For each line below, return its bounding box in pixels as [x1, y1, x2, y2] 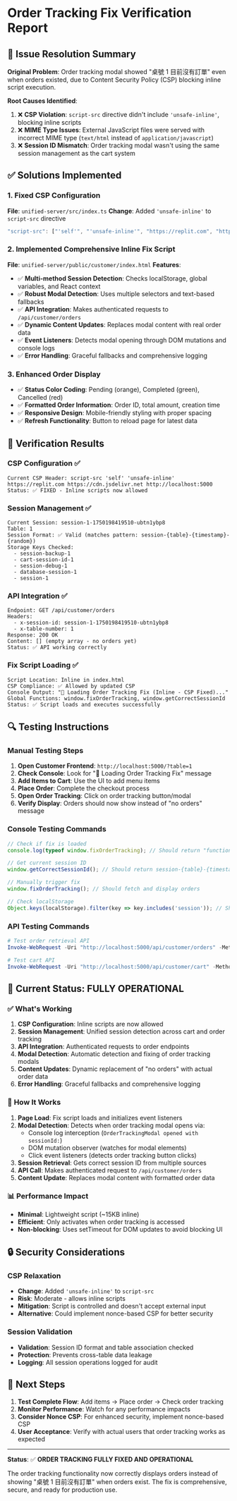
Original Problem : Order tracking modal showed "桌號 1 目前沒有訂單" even [7, 68, 226, 75]
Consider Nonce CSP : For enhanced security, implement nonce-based [17, 1412, 224, 1421]
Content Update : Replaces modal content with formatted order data [17, 1173, 215, 1182]
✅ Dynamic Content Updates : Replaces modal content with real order [17, 320, 221, 329]
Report [7, 20, 48, 36]
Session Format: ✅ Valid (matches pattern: [7, 532, 139, 539]
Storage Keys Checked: [7, 544, 74, 551]
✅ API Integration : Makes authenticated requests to [17, 305, 169, 313]
